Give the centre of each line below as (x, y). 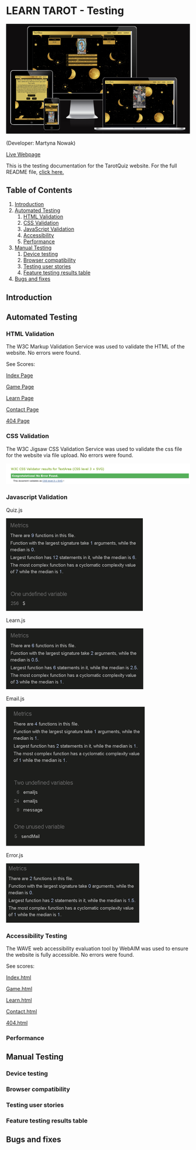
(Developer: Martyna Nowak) (41, 143)
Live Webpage (23, 154)
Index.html (19, 977)
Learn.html (19, 1000)
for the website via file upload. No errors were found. (70, 455)
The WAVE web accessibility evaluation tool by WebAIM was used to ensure (97, 948)
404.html (17, 1022)
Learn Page (20, 398)
